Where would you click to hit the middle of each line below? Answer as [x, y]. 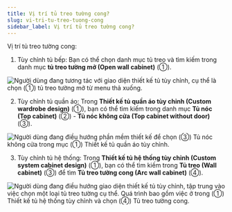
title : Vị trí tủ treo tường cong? [59, 14]
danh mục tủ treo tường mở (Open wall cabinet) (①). [94, 67]
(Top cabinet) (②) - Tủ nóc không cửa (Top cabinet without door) [114, 116]
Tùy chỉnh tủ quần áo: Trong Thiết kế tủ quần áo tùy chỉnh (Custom [114, 101]
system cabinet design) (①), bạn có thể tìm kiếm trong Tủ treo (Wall [117, 165]
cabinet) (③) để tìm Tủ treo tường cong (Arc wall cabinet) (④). [110, 173]
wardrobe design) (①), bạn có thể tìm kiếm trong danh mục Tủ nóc [115, 109]
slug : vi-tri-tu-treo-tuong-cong [55, 20]
